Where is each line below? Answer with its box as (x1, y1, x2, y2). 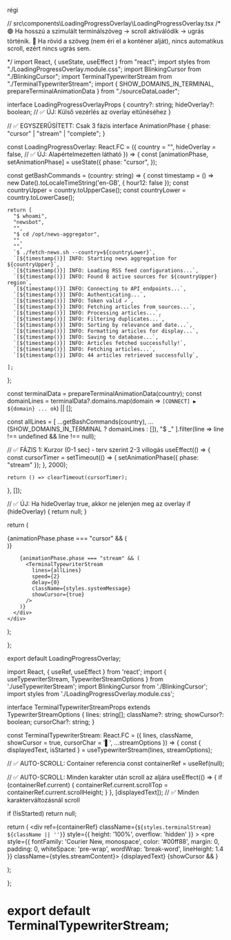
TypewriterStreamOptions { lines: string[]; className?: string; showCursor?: (7, 711, 224, 718)
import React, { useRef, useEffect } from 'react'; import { (7, 668, 167, 676)
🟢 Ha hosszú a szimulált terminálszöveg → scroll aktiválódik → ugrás (7, 27, 205, 35)
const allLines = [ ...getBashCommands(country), (7, 417, 147, 426)
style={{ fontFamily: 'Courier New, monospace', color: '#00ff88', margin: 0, (7, 838, 220, 845)
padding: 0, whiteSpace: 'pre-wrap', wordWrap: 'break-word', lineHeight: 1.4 (7, 845, 224, 853)
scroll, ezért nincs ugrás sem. (7, 44, 91, 53)
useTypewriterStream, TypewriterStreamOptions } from (7, 675, 164, 683)
